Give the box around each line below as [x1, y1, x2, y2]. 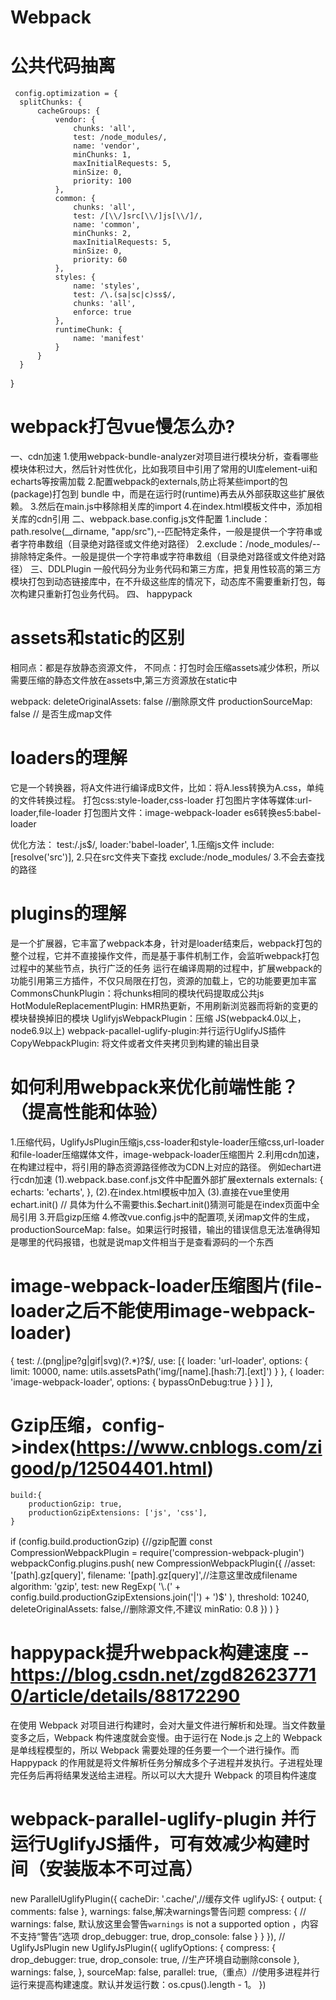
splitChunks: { [19, 97, 83, 108]
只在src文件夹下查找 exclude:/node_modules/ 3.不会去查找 [83, 851, 325, 863]
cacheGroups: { [36, 106, 101, 116]
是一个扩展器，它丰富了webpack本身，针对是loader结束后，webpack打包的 [10, 937, 323, 949]
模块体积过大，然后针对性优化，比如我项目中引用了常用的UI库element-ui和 [10, 463, 318, 475]
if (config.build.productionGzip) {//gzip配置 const [10, 1535, 213, 1547]
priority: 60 [73, 255, 128, 265]
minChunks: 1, [73, 150, 132, 160]
